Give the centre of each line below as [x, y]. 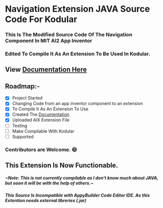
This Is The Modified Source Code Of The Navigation [69, 35]
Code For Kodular [41, 19]
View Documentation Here [46, 70]
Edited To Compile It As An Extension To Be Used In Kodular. [78, 54]
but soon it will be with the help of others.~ [49, 183]
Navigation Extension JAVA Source [78, 9]
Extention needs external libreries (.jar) [46, 201]
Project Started [27, 98]
